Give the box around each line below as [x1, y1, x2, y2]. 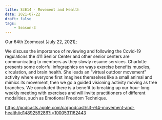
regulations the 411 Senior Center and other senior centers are [5, 53, 130, 59]
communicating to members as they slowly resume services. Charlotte [5, 59, 147, 65]
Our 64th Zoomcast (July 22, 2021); [5, 39, 77, 45]
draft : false [5, 16, 32, 21]
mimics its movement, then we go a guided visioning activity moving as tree [5, 79, 158, 86]
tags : [5, 21, 16, 26]
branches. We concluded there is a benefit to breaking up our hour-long [5, 85, 150, 91]
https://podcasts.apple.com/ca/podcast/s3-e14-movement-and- [5, 105, 135, 111]
